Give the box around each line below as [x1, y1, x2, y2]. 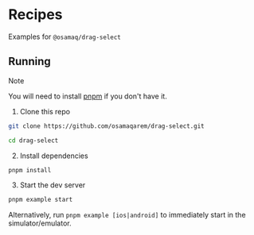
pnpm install [8, 166, 52, 174]
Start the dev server [19, 180, 86, 190]
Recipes [8, 6, 63, 24]
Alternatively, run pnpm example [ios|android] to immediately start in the [8, 210, 246, 220]
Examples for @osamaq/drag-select [8, 32, 122, 41]
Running [8, 55, 52, 68]
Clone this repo [19, 106, 70, 116]
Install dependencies [19, 151, 89, 160]
